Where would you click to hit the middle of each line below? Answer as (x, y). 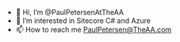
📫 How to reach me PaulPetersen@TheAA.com (94, 29)
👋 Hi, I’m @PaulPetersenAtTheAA (70, 12)
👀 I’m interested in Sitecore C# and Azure (83, 21)
